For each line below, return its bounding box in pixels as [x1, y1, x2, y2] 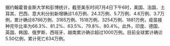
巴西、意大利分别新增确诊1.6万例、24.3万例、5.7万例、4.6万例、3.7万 [18, 10, 164, 16]
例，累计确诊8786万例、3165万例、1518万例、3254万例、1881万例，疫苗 [5, 17, 158, 22]
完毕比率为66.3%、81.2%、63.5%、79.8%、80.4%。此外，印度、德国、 [9, 23, 162, 29]
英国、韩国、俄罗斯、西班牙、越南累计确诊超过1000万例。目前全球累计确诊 [5, 29, 163, 35]
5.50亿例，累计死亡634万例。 [5, 35, 68, 41]
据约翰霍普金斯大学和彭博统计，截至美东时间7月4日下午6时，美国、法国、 [5, 4, 161, 10]
